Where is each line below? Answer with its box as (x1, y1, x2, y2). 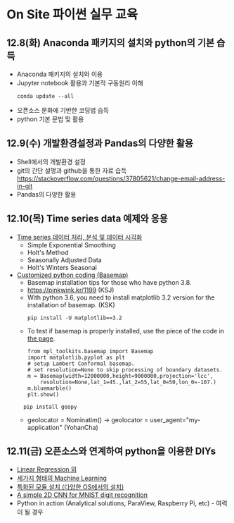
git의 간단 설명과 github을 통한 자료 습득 (16, 166, 127, 175)
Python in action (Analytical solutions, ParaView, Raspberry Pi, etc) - (16, 499, 215, 507)
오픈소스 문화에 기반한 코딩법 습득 (16, 106, 110, 114)
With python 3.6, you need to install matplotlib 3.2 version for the (27, 293, 215, 302)
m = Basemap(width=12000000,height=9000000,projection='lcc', (27, 372, 214, 379)
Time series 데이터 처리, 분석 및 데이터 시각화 (16, 233, 143, 241)
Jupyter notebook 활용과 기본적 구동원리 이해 (16, 79, 143, 87)
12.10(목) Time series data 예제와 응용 (6, 213, 168, 225)
